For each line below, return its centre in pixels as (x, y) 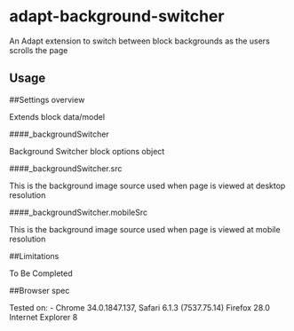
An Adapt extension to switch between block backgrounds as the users (140, 41)
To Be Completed (41, 273)
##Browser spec (40, 290)
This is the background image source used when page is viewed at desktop (147, 185)
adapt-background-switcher (117, 16)
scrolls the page (39, 50)
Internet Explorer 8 (44, 317)
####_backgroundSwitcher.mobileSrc (79, 212)
